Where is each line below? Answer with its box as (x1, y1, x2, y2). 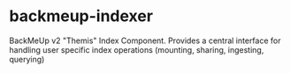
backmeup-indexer (9, 6, 153, 26)
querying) (9, 54, 45, 64)
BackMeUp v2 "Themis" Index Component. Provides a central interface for (9, 35, 281, 46)
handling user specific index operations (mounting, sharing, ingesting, (9, 44, 264, 55)
